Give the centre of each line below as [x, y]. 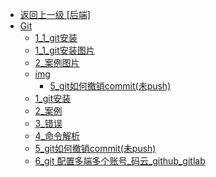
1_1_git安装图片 [64, 50]
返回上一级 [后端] [55, 14]
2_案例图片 [57, 62]
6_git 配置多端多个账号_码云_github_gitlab [120, 161]
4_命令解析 [57, 136]
